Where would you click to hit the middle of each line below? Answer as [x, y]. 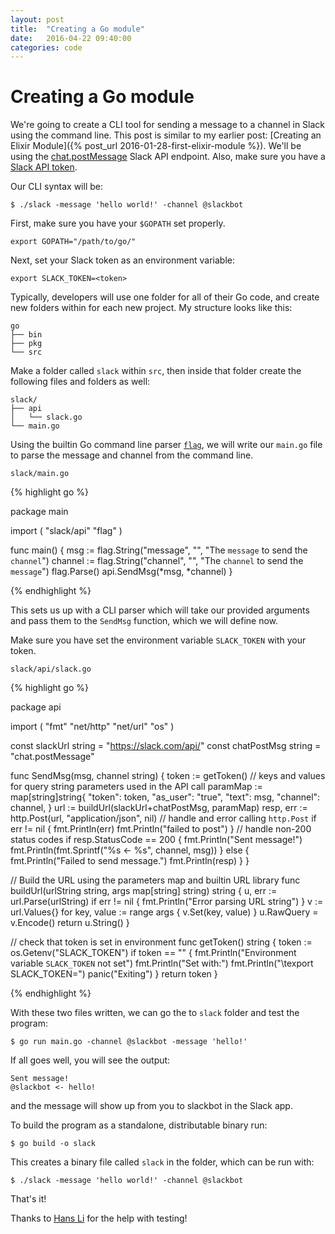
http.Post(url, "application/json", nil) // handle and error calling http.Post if [163, 818]
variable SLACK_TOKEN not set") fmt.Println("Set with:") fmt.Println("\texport [162, 963]
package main [39, 512]
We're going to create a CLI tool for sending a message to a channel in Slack [168, 125]
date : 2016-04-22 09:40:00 [71, 38]
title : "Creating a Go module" [77, 29]
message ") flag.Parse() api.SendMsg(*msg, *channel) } [121, 572]
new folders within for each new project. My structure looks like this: [151, 308]
